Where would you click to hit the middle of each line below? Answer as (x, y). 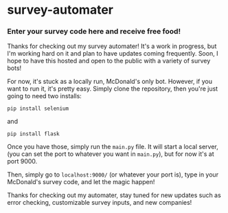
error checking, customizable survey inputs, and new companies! (100, 203)
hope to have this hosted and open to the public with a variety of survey (109, 61)
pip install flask (33, 134)
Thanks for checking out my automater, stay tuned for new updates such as (114, 195)
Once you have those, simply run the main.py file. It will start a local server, (113, 147)
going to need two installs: (45, 96)
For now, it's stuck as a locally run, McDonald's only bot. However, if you (110, 82)
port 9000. (22, 161)
